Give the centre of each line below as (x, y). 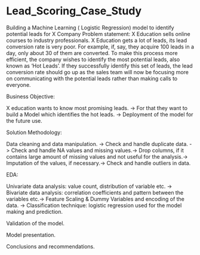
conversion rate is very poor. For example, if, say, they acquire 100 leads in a (100, 47)
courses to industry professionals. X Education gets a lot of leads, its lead (96, 40)
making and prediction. (35, 211)
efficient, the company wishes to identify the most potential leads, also (93, 59)
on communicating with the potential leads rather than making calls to (92, 78)
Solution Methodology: (34, 132)
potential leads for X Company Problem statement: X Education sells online (98, 34)
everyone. (19, 84)
